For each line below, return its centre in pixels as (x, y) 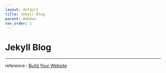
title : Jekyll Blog (25, 14)
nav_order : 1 (19, 23)
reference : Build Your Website (36, 66)
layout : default (22, 10)
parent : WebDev (21, 19)
